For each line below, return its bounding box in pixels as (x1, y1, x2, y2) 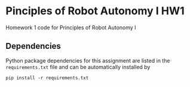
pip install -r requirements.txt (5, 74, 89, 81)
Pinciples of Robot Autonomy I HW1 (5, 4, 185, 18)
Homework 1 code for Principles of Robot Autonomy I (5, 24, 136, 31)
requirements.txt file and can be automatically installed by (5, 63, 151, 70)
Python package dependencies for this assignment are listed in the (5, 57, 170, 64)
